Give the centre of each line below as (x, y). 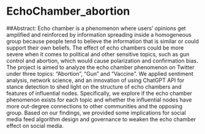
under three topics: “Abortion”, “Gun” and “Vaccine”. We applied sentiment (100, 73)
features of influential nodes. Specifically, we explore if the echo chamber (99, 93)
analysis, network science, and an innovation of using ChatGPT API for (95, 80)
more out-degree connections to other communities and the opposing (94, 106)
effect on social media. (35, 125)
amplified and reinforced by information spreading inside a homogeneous (99, 34)
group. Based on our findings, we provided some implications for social (96, 113)
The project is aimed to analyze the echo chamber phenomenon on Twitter (100, 67)
